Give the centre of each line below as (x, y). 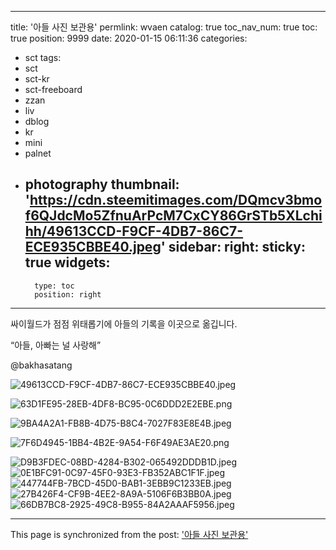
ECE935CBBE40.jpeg (93, 247)
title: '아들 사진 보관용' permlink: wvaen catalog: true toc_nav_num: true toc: (164, 27)
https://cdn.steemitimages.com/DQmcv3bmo (176, 200)
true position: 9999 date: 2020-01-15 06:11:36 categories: (129, 38)
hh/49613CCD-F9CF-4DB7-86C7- (134, 231)
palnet (38, 153)
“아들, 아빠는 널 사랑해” (56, 345)
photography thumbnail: (102, 184)
